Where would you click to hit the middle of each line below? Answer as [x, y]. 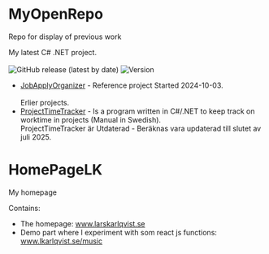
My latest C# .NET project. [53, 52]
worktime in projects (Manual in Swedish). [90, 119]
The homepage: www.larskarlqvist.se [82, 223]
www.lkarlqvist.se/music [61, 241]
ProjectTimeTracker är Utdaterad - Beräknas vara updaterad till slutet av [141, 128]
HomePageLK [56, 170]
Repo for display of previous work [65, 37]
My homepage [33, 192]
